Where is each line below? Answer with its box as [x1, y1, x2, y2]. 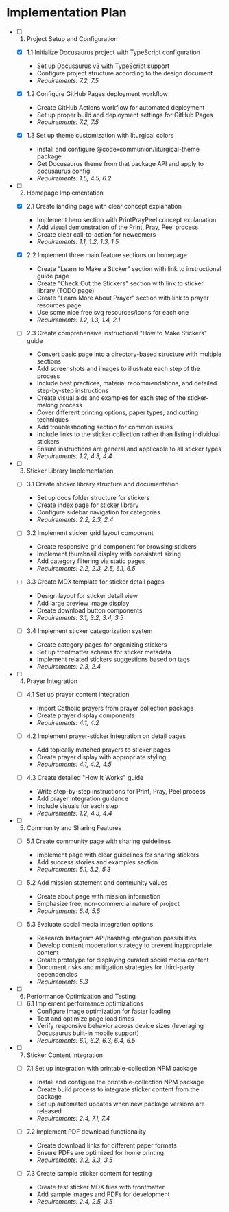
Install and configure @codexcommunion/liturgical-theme [36, 145, 200, 154]
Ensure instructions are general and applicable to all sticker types [36, 444, 222, 453]
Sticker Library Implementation [26, 466, 114, 475]
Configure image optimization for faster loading [36, 1007, 171, 1015]
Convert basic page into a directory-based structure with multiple [36, 350, 222, 358]
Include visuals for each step [36, 801, 119, 810]
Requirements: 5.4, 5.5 [36, 907, 101, 915]
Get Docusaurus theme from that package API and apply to [36, 160, 204, 168]
